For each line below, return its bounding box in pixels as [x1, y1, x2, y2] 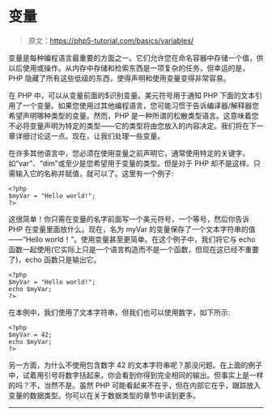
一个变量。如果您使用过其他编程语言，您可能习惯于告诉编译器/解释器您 [22, 101, 260, 110]
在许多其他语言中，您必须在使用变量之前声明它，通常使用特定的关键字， [8, 148, 249, 158]
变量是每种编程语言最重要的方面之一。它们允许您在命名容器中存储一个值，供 [8, 53, 264, 62]
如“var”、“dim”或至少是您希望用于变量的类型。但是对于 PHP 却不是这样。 [8, 158, 253, 168]
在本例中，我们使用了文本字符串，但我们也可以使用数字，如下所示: [8, 307, 231, 317]
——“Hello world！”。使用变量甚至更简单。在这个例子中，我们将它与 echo [8, 234, 256, 244]
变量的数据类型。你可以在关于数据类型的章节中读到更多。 [8, 390, 200, 400]
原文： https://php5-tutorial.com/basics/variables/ [28, 36, 194, 45]
